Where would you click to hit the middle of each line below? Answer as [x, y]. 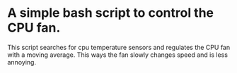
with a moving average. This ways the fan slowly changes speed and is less [118, 55]
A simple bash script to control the [111, 13]
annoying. [22, 62]
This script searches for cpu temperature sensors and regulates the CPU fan [119, 47]
